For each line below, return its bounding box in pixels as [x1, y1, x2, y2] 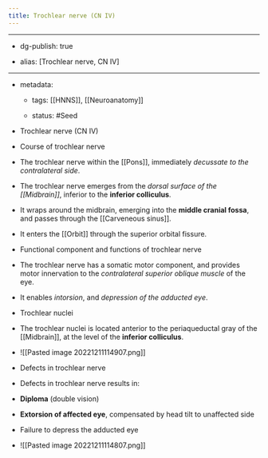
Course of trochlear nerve [19, 141, 105, 151]
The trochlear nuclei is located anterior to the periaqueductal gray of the [19, 323, 258, 333]
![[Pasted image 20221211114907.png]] [19, 347, 146, 356]
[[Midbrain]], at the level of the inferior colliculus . [19, 332, 184, 341]
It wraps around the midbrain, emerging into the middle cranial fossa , [19, 205, 250, 214]
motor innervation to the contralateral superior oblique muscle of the [19, 269, 246, 278]
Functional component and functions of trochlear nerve [19, 245, 202, 254]
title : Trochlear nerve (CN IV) [8, 11, 116, 20]
